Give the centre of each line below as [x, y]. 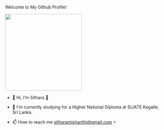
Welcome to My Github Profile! [36, 7]
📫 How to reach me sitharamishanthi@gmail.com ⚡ [64, 122]
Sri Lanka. [22, 112]
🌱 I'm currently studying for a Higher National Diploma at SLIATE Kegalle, [85, 107]
